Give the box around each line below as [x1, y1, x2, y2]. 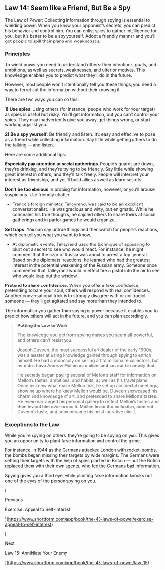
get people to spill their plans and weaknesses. [5, 38, 100, 44]
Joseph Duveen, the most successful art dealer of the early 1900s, [17, 347, 153, 353]
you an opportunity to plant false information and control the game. [5, 438, 141, 444]
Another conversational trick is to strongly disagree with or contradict [5, 293, 146, 299]
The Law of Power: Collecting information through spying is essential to [5, 17, 150, 23]
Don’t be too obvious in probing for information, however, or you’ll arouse [5, 186, 155, 192]
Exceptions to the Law [5, 421, 59, 428]
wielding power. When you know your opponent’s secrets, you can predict [5, 22, 156, 28]
